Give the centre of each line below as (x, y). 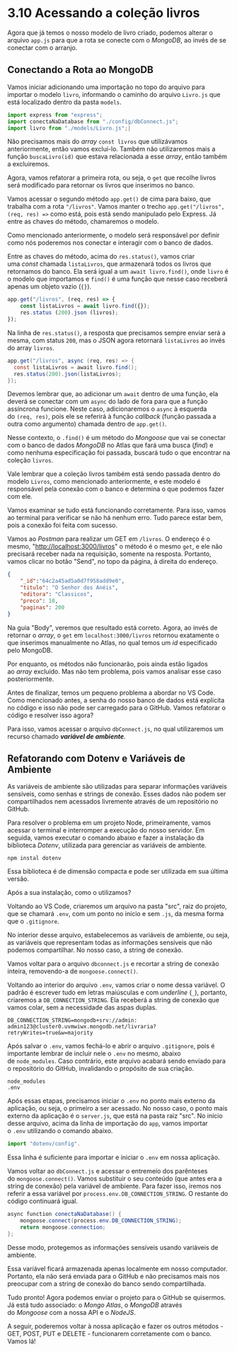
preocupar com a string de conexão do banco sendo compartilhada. (107, 1283)
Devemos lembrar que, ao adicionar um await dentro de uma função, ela (113, 394)
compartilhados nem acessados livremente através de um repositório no (113, 801)
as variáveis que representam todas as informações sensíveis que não (110, 943)
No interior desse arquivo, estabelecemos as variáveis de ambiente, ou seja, (118, 935)
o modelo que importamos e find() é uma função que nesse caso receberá (117, 279)
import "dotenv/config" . (44, 1144)
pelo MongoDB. (30, 650)
